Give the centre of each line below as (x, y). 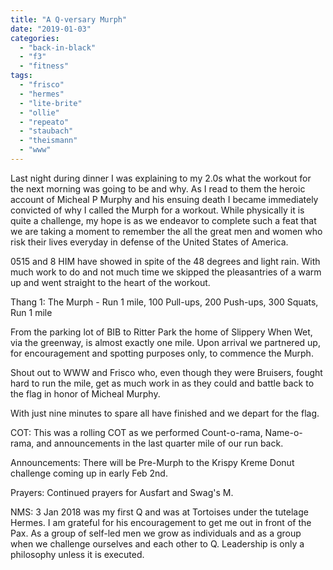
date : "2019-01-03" (51, 29)
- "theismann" (48, 141)
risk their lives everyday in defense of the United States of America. (149, 242)
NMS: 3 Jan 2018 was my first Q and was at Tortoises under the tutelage (159, 512)
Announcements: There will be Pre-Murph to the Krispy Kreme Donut (152, 462)
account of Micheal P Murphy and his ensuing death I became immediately (164, 199)
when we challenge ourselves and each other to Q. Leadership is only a (157, 543)
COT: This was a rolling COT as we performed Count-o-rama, (136, 432)
